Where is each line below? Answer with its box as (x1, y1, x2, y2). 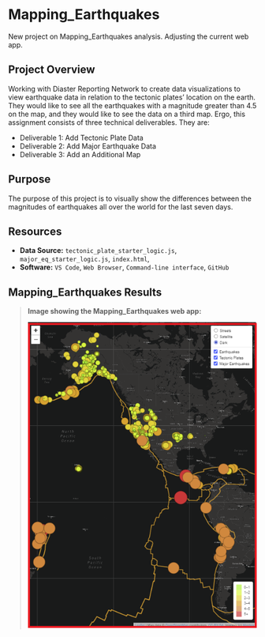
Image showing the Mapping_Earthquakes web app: (27, 307, 202, 316)
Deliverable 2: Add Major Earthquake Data (19, 141, 156, 151)
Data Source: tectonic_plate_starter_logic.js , (19, 246, 177, 255)
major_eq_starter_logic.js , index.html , (19, 254, 150, 264)
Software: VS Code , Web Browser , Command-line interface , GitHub (19, 262, 230, 272)
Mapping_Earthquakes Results (8, 285, 162, 299)
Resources (8, 224, 62, 238)
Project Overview (8, 63, 95, 77)
